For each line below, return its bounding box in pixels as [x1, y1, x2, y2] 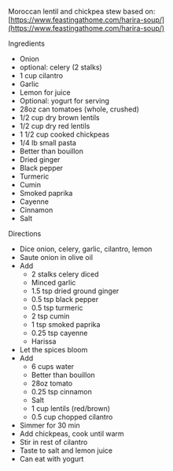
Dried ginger [19, 155, 61, 164]
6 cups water [31, 362, 75, 371]
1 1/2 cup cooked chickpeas [19, 130, 110, 139]
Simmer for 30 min [19, 420, 80, 430]
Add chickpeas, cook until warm [19, 429, 124, 438]
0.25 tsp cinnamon [31, 387, 92, 396]
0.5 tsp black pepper [31, 295, 99, 303]
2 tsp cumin [31, 311, 70, 321]
